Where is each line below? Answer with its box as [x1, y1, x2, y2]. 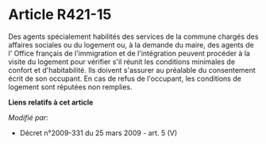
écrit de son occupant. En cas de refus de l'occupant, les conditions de [8, 74, 242, 83]
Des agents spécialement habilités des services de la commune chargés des [8, 32, 259, 41]
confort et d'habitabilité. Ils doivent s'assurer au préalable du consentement [8, 65, 256, 74]
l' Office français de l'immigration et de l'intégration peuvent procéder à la [8, 48, 250, 58]
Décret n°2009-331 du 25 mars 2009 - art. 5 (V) [19, 128, 178, 138]
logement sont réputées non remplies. [8, 81, 133, 92]
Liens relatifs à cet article [8, 97, 94, 107]
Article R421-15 [8, 6, 112, 24]
